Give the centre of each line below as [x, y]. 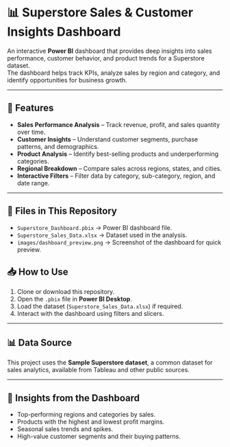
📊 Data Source [39, 342]
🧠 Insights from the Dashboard [74, 398]
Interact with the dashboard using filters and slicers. [90, 314]
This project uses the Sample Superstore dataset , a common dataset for [110, 363]
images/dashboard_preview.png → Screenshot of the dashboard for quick [119, 242]
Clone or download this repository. [66, 292]
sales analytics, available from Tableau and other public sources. [99, 370]
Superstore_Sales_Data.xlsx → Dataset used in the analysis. [102, 235]
